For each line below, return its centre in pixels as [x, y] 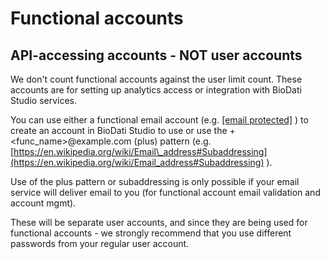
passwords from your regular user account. [100, 243]
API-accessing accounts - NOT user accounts [156, 55]
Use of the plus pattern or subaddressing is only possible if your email [155, 181]
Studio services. [44, 100]
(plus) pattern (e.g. [172, 141]
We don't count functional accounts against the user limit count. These [156, 79]
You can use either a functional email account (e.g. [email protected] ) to [159, 120]
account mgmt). [43, 203]
